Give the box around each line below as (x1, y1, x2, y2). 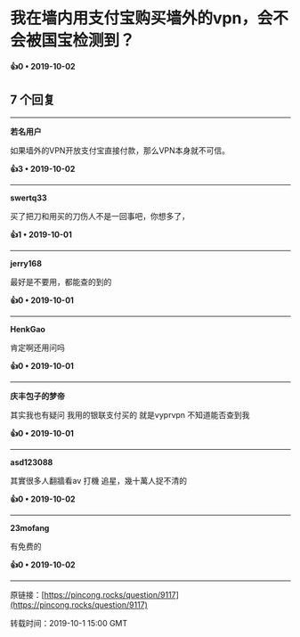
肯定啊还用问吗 (10, 342, 65, 353)
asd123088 (10, 456, 53, 468)
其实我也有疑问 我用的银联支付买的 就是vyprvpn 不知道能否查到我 (10, 409, 250, 420)
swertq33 (10, 192, 47, 203)
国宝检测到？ (41, 30, 136, 51)
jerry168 (10, 257, 43, 268)
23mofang (10, 522, 50, 533)
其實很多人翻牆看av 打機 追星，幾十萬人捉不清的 (10, 475, 188, 486)
